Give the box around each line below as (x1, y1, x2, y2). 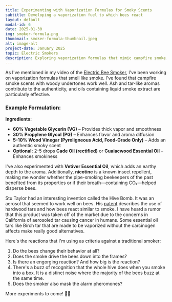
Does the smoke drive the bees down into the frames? (12, 253, 127, 259)
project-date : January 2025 (5, 46, 66, 51)
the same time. (12, 275, 45, 281)
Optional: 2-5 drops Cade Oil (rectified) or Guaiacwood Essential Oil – (12, 148, 164, 154)
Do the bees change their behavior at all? (12, 247, 100, 254)
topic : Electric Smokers (5, 50, 58, 56)
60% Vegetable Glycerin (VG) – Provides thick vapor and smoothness (12, 126, 162, 132)
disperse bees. (5, 185, 37, 191)
